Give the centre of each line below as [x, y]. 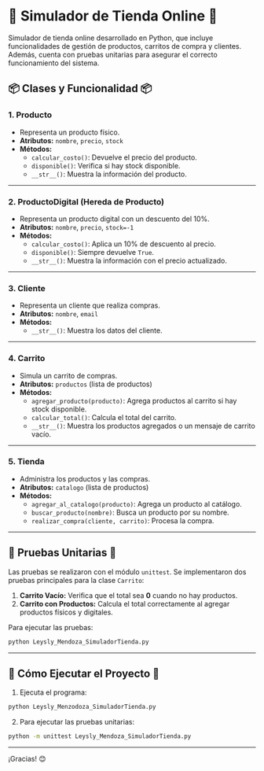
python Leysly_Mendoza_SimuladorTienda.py [79, 642]
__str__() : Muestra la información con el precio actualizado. [129, 260]
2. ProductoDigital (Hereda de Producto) [86, 201]
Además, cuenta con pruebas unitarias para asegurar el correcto [113, 54]
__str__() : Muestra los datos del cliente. [97, 330]
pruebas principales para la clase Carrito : [76, 580]
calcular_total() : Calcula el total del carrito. [104, 417]
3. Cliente [27, 288]
